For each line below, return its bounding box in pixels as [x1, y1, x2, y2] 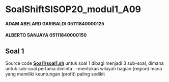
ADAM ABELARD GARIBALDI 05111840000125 [5, 20, 104, 26]
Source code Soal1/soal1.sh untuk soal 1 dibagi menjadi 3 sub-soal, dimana [5, 60, 164, 66]
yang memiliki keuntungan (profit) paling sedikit [5, 71, 105, 77]
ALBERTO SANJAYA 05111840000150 [5, 32, 87, 38]
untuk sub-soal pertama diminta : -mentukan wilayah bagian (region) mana [5, 66, 162, 72]
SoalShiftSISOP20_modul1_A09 [5, 4, 142, 15]
